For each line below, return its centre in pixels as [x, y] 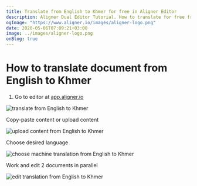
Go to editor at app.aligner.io [49, 97]
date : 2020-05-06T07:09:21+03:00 [47, 28]
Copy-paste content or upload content [52, 119]
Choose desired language [37, 142]
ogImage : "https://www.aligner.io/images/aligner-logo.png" [81, 22]
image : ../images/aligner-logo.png [50, 34]
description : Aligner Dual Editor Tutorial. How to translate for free [95, 17]
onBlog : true [22, 39]
